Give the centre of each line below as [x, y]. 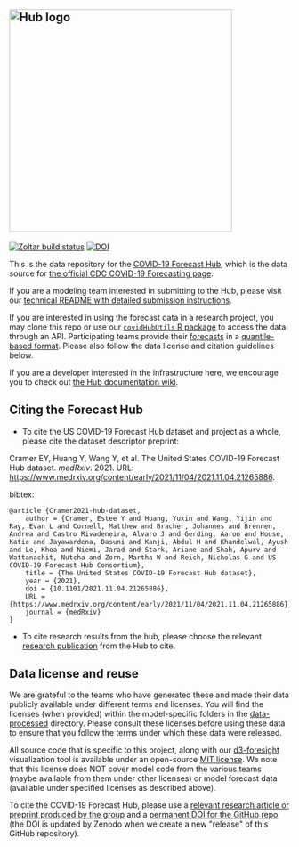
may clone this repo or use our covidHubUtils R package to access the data [148, 327]
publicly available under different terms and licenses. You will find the [137, 704]
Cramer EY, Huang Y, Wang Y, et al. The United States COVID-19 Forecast [145, 458]
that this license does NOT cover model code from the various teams [136, 769]
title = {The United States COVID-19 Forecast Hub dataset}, [141, 573]
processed [29, 723]
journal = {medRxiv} [63, 612]
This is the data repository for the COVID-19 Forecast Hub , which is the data [149, 264]
